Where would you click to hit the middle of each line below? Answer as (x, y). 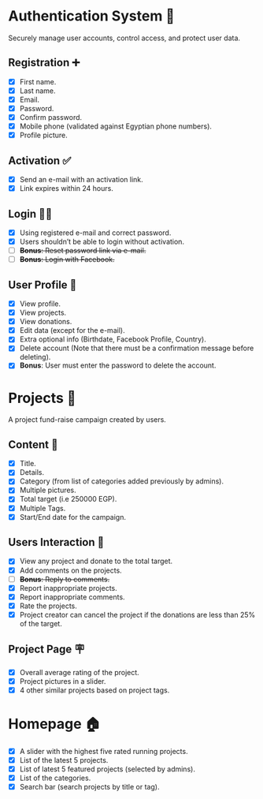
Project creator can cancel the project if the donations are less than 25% (137, 614)
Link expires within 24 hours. (67, 189)
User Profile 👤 (43, 284)
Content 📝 (33, 444)
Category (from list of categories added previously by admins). (122, 481)
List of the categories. (55, 778)
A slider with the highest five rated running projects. (104, 751)
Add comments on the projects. (70, 570)
